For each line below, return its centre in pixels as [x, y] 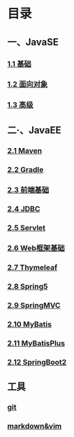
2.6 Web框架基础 [36, 248]
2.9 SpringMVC [34, 305]
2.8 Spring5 [28, 287]
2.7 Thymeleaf [32, 268]
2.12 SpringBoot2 [37, 362]
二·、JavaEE [34, 130]
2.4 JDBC [24, 209]
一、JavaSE [33, 42]
